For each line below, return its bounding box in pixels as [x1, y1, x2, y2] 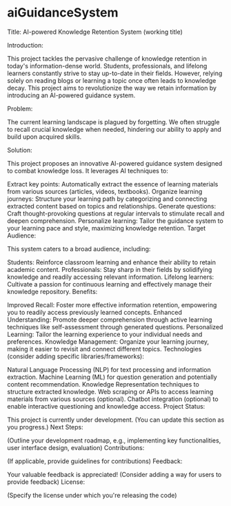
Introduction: [7, 41, 43, 49]
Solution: [7, 146, 32, 154]
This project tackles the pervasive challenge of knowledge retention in [7, 54, 207, 63]
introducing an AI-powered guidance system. [7, 91, 136, 99]
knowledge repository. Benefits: [7, 287, 98, 295]
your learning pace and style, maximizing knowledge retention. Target [7, 224, 206, 232]
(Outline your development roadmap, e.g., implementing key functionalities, [7, 436, 221, 445]
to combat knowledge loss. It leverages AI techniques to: [7, 166, 169, 175]
